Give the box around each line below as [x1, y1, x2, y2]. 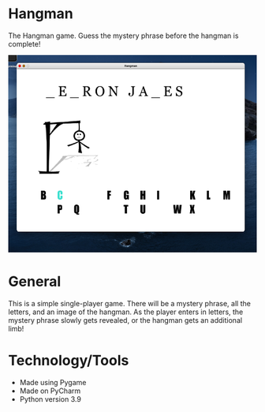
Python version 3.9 [19, 394, 81, 403]
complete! [8, 39, 41, 48]
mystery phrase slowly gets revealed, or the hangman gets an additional [8, 315, 243, 324]
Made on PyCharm [19, 386, 81, 395]
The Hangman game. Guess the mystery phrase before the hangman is [8, 31, 239, 40]
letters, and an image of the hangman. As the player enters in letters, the [8, 307, 244, 316]
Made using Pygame [19, 377, 87, 387]
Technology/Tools [8, 352, 129, 369]
